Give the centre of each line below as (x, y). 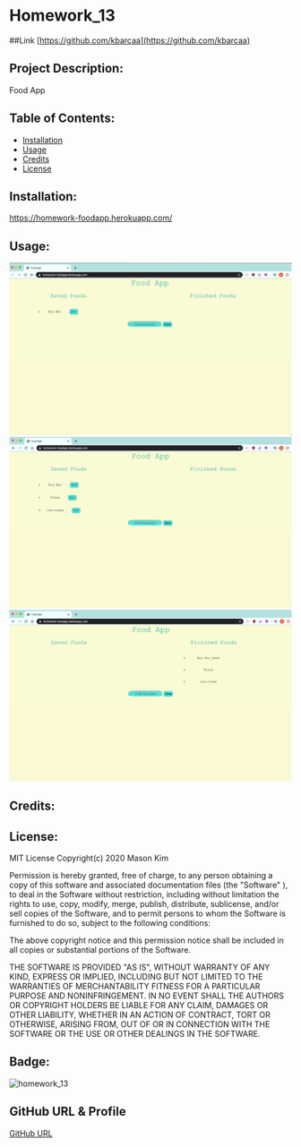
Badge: (30, 1062)
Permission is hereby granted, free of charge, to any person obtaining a (141, 876)
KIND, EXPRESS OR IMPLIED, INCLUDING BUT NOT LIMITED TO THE (136, 977)
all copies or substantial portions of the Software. (100, 950)
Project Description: (66, 68)
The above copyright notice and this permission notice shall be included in (146, 940)
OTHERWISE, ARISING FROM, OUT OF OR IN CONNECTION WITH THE (140, 1024)
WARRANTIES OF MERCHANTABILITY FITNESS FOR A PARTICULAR (135, 987)
